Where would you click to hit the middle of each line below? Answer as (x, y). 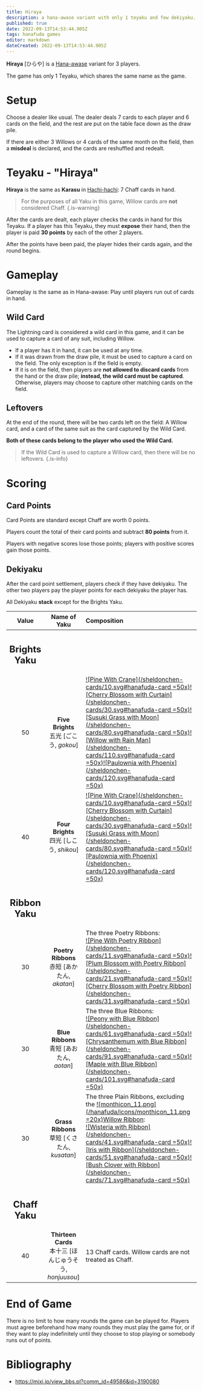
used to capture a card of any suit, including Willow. (71, 338)
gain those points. (29, 550)
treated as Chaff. (109, 1259)
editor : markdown (28, 40)
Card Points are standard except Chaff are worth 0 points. (78, 520)
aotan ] (64, 1066)
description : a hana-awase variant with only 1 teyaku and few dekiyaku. (101, 18)
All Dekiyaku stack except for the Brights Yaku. (65, 602)
